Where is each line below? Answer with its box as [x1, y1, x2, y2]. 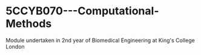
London [5, 43, 25, 50]
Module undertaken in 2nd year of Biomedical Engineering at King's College [5, 36, 195, 44]
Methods [5, 17, 52, 30]
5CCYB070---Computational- [5, 4, 159, 18]
